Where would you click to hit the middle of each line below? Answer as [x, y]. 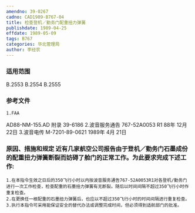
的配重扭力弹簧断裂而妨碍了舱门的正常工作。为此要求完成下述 [93, 158]
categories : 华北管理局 [33, 45]
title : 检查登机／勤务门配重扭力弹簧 [46, 22]
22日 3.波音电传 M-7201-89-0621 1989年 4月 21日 [66, 132]
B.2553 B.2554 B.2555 [33, 84]
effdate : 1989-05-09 [31, 33]
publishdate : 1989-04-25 [36, 28]
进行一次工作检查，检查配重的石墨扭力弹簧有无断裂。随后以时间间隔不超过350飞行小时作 [97, 186]
